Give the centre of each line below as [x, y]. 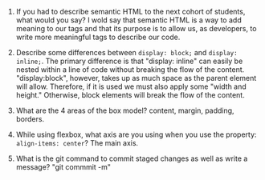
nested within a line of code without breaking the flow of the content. [130, 70]
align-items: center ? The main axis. [77, 143]
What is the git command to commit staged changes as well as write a [132, 158]
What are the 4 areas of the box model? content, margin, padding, [125, 110]
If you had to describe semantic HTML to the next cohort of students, [130, 12]
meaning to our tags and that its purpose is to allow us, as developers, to [136, 28]
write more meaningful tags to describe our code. [98, 37]
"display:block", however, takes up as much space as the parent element [136, 78]
